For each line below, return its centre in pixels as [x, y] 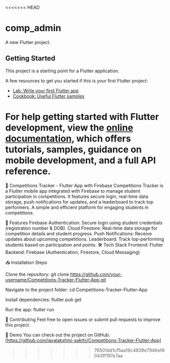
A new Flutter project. [28, 42]
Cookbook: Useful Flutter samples [48, 96]
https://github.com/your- [96, 274]
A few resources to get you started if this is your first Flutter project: [77, 80]
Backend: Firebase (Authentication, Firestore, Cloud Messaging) [73, 252]
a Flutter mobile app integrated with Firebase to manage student [73, 191]
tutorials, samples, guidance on [74, 149]
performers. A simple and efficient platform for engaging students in [77, 207]
